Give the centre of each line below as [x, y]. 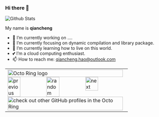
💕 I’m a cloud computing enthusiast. [49, 53]
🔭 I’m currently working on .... [42, 38]
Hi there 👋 [17, 8]
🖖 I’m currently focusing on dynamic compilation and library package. [83, 43]
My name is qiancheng [29, 28]
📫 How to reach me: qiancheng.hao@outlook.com [64, 59]
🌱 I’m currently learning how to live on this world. [62, 48]
